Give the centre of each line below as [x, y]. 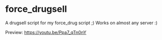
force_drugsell [36, 9]
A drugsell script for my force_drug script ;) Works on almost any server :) [82, 23]
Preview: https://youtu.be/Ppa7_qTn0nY [46, 32]
